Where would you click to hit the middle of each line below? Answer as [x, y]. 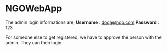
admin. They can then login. [34, 42]
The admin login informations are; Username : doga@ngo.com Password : [82, 22]
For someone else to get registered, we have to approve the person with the [83, 37]
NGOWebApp [34, 9]
